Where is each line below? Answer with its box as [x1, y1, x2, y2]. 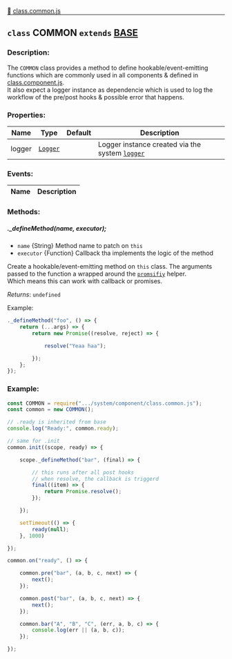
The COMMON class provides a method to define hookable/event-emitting [7, 64, 209, 72]
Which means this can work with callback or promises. [7, 277, 163, 285]
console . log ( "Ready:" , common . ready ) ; [7, 425, 119, 432]
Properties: [7, 110, 46, 120]
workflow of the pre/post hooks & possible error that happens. [7, 93, 184, 101]
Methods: [7, 207, 41, 217]
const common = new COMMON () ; [7, 406, 95, 413]
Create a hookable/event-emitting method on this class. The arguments [7, 262, 213, 271]
